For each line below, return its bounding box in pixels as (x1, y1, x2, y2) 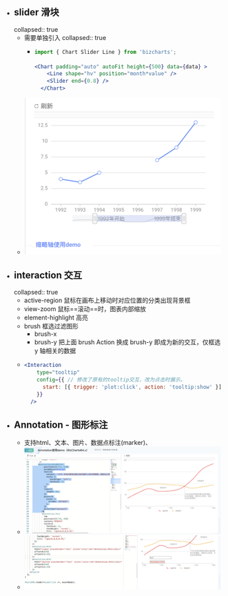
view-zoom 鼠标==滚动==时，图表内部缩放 (23, 305, 147, 313)
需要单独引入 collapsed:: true (23, 33, 107, 41)
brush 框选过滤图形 (23, 322, 79, 330)
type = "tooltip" (37, 369, 81, 376)
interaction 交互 (13, 269, 83, 281)
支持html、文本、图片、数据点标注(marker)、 (23, 439, 152, 447)
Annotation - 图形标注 (13, 419, 108, 431)
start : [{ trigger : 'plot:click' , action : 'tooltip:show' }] (42, 384, 222, 391)
